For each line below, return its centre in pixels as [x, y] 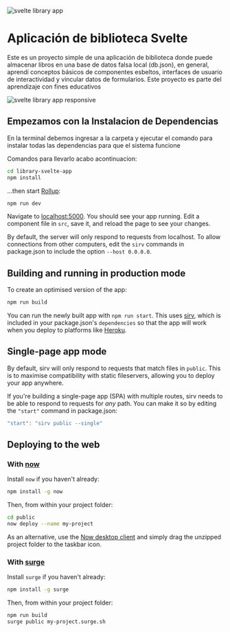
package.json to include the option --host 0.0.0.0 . [79, 251]
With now [23, 464]
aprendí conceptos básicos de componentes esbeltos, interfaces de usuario [115, 71]
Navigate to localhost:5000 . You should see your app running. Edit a [103, 216]
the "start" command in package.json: [62, 410]
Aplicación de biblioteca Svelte [97, 38]
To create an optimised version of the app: [67, 290]
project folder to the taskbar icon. [54, 544]
